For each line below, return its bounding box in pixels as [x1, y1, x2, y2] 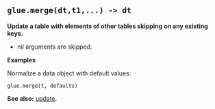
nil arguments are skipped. [16, 43, 92, 51]
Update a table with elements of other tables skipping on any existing [7, 22, 209, 30]
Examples [7, 56, 36, 64]
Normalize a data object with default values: [7, 69, 131, 77]
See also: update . [7, 94, 58, 102]
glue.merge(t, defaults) [7, 82, 78, 89]
